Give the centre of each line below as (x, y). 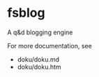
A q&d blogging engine (40, 32)
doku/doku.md (38, 59)
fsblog (26, 13)
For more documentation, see (49, 45)
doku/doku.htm (39, 66)
